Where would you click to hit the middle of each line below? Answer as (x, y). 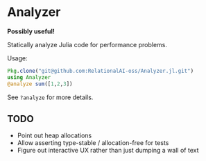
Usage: (17, 58)
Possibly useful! (31, 31)
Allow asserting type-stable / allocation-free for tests (93, 143)
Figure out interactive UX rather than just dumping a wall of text (108, 151)
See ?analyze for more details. (50, 97)
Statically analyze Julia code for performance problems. (87, 44)
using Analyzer (29, 77)
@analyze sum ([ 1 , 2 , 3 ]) (40, 84)
